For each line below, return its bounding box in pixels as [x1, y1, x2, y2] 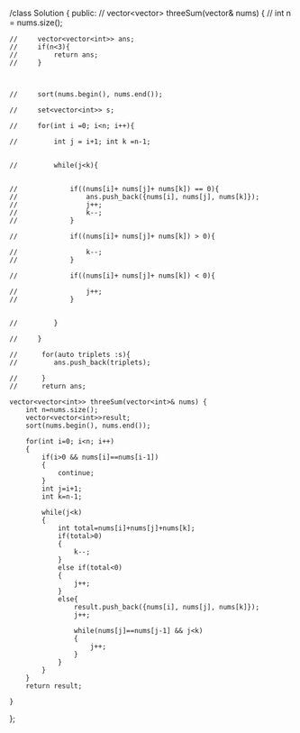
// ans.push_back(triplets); [9, 358, 151, 367]
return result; [25, 682, 83, 691]
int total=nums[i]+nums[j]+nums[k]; [57, 524, 195, 533]
